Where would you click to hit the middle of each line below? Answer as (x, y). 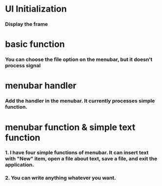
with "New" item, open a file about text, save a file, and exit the (81, 159)
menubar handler (41, 86)
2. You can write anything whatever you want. (61, 178)
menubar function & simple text (70, 127)
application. (20, 165)
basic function (35, 44)
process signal (23, 66)
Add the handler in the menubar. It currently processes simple (80, 101)
